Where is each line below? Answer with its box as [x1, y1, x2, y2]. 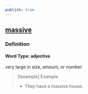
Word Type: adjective [5, 53, 51, 59]
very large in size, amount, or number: [5, 64, 84, 70]
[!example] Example [17, 74, 58, 80]
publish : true [5, 7, 35, 12]
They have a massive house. [24, 83, 84, 90]
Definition [5, 40, 30, 47]
